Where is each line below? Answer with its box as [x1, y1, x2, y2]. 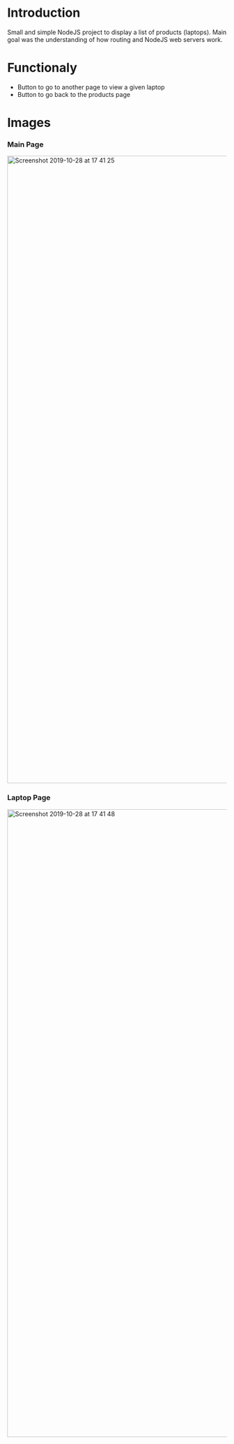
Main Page [7, 140, 44, 149]
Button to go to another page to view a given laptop [17, 82, 165, 91]
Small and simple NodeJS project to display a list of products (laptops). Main [7, 28, 227, 36]
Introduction [7, 5, 81, 21]
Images [7, 115, 51, 130]
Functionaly [7, 60, 78, 76]
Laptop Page [7, 793, 51, 803]
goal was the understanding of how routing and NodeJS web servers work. [7, 35, 223, 43]
